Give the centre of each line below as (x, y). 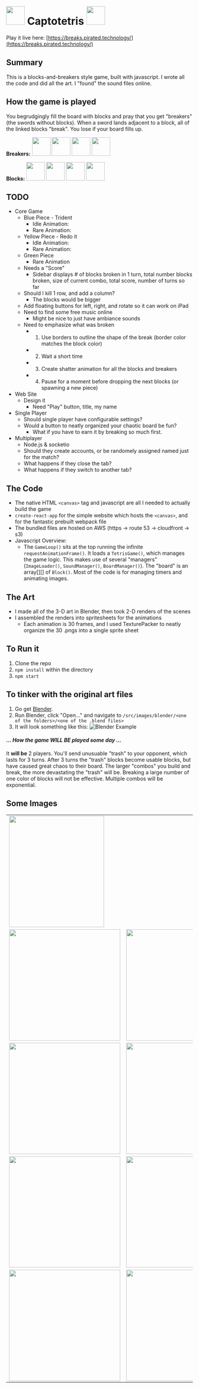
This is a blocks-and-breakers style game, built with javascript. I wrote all (95, 77)
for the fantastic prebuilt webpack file (60, 522)
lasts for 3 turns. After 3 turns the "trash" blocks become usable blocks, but (99, 759)
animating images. (46, 579)
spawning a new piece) (70, 388)
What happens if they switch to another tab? (78, 470)
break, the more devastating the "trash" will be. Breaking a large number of (98, 772)
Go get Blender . (34, 708)
